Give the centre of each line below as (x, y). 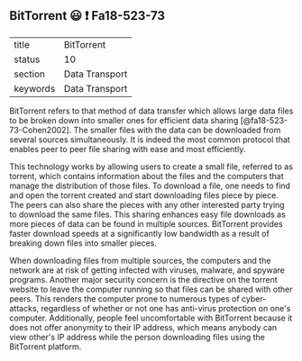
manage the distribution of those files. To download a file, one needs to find (150, 185)
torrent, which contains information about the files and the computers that (146, 176)
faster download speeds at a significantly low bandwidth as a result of (140, 233)
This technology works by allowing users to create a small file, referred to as (151, 167)
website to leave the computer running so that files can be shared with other (151, 289)
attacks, (24, 308)
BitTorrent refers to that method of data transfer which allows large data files (151, 111)
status (27, 59)
